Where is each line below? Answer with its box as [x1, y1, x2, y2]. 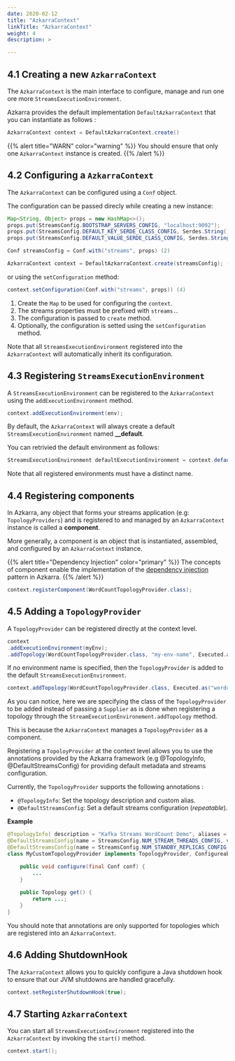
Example [7, 817, 34, 826]
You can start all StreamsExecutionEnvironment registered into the [7, 1027, 194, 1035]
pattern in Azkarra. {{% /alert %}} [7, 573, 104, 582]
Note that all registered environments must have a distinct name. [7, 470, 194, 478]
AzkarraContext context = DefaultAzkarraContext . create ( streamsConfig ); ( [7, 260, 230, 267]
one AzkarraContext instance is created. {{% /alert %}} [7, 149, 165, 158]
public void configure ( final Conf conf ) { [20, 863, 145, 870]
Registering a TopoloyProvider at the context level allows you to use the [7, 747, 213, 755]
